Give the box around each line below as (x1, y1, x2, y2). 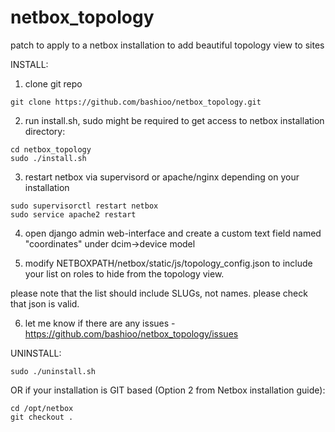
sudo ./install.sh (10, 153, 87, 163)
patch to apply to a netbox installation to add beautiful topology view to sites (10, 39, 325, 51)
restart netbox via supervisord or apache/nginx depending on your (24, 171, 300, 183)
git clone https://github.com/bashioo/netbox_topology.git (10, 97, 262, 107)
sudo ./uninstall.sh (10, 366, 97, 376)
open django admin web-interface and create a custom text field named (24, 227, 322, 239)
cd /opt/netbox (10, 403, 74, 413)
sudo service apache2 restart (10, 209, 137, 220)
